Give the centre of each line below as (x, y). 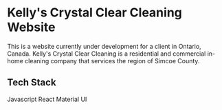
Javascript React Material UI (47, 99)
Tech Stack (32, 83)
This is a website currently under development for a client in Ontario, (104, 46)
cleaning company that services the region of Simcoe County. (112, 60)
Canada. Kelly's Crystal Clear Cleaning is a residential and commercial (107, 54)
